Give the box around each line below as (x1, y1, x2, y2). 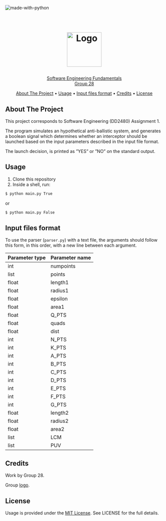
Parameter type (8, 254, 46, 261)
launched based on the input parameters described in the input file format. (5, 138, 159, 144)
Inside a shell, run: (12, 181, 51, 188)
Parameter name (50, 254, 91, 261)
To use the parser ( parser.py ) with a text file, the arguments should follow (5, 237, 158, 243)
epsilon (50, 295, 68, 302)
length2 (50, 409, 69, 416)
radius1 (50, 287, 69, 294)
